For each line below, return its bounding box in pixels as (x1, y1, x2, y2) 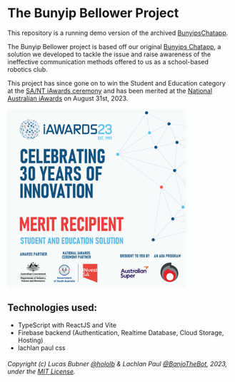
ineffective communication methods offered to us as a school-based (7, 57, 209, 66)
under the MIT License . (7, 367, 76, 376)
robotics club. (7, 65, 48, 73)
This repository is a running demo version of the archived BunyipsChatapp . (7, 29, 229, 37)
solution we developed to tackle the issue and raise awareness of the (7, 50, 211, 58)
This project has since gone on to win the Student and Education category (7, 78, 226, 87)
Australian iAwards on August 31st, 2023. (7, 94, 129, 103)
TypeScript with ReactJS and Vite (17, 321, 116, 329)
